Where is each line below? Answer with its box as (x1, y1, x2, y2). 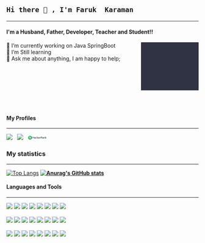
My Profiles (6, 114, 37, 121)
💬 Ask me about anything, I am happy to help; (6, 55, 121, 62)
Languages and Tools (6, 183, 62, 190)
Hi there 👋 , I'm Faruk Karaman (6, 5, 134, 14)
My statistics (6, 150, 46, 158)
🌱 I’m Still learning (6, 48, 52, 56)
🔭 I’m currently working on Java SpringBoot (6, 42, 116, 49)
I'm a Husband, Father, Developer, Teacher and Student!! (6, 28, 154, 35)
